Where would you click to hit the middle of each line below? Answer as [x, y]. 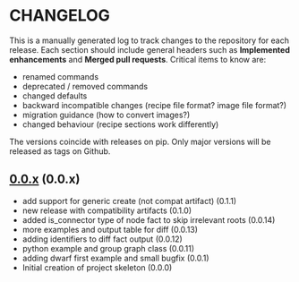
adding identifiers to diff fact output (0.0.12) [103, 239]
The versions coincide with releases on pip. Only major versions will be [140, 141]
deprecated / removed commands [85, 86]
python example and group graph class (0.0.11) [108, 248]
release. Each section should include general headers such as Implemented [150, 49]
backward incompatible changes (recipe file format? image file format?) [154, 105]
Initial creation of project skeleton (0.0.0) [97, 267]
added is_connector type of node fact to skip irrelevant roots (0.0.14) [149, 219]
